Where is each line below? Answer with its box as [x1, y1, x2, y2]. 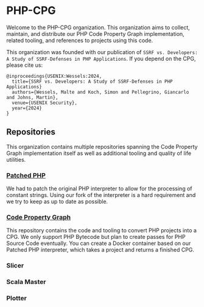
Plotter [6, 294, 27, 303]
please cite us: [6, 61, 43, 69]
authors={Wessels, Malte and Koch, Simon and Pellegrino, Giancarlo [12, 89, 189, 95]
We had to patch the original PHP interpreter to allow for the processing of [6, 185, 192, 192]
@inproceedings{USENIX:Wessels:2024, [6, 73, 102, 79]
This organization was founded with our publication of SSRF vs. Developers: [6, 48, 198, 55]
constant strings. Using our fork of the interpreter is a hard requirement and [6, 191, 196, 199]
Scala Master [6, 278, 46, 286]
